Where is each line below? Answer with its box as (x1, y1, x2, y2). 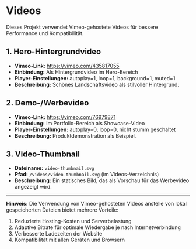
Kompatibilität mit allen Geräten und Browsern (14, 236, 125, 244)
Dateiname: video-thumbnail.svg (14, 165, 94, 172)
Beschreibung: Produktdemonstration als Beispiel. (14, 132, 136, 139)
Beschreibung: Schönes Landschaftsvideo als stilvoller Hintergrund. (14, 81, 180, 88)
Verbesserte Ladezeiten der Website (14, 230, 103, 237)
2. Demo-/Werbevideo (6, 98, 89, 108)
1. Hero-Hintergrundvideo (6, 47, 101, 57)
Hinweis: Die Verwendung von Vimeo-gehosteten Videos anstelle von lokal (6, 200, 187, 207)
